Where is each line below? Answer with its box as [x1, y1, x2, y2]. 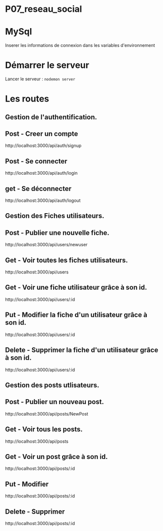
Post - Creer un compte [5, 130, 78, 138]
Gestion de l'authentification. [5, 113, 98, 121]
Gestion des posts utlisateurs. [5, 381, 99, 389]
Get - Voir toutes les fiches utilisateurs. [5, 256, 128, 265]
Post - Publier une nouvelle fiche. [5, 228, 110, 237]
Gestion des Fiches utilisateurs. [5, 212, 104, 220]
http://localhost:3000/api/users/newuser [5, 242, 88, 248]
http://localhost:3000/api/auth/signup [5, 143, 82, 149]
